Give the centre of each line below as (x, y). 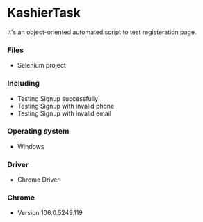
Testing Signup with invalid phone (66, 106)
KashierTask (44, 13)
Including (24, 84)
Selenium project (41, 65)
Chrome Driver (39, 180)
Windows (31, 146)
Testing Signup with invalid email (64, 113)
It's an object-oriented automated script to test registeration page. (102, 32)
